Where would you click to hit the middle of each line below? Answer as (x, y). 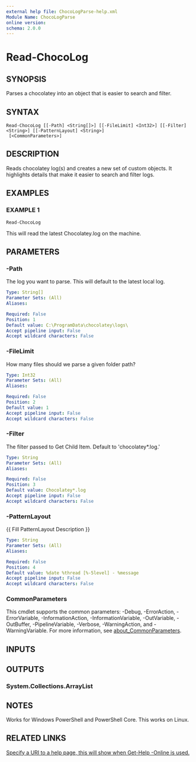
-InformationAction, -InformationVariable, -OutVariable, (108, 618)
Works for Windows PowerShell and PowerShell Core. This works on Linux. (98, 719)
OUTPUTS (25, 669)
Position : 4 (21, 567)
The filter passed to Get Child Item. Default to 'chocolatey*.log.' (83, 447)
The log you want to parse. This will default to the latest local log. (86, 282)
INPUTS (21, 649)
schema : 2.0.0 (24, 28)
